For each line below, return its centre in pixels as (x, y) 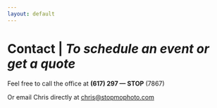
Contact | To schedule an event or (108, 48)
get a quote (42, 64)
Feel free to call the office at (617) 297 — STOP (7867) (86, 83)
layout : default (31, 14)
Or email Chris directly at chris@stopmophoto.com (81, 97)
